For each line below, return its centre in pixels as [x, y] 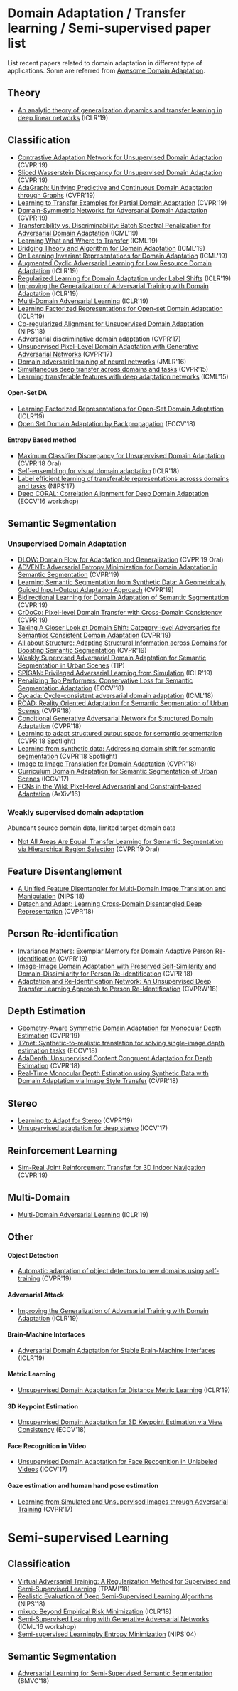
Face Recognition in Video [47, 1445]
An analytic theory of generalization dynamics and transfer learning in [120, 110]
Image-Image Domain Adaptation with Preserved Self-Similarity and [117, 966]
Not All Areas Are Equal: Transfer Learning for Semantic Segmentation [120, 841]
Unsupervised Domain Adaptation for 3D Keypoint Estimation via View [120, 1422]
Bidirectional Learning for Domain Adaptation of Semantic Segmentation [123, 597]
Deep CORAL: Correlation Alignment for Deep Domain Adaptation [113, 493]
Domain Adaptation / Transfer [97, 13]
